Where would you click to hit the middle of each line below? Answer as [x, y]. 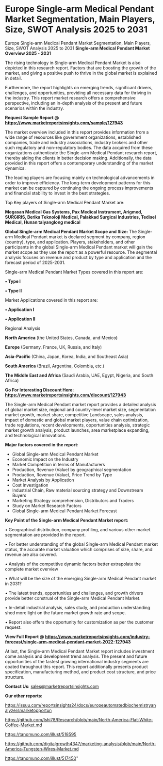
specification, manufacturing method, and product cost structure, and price [81, 672]
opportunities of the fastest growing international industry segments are [77, 661]
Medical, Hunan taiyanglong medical [43, 222]
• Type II [14, 291]
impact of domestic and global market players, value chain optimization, [77, 420]
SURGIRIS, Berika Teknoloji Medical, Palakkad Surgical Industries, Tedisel [81, 217]
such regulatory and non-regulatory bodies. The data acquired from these [79, 147]
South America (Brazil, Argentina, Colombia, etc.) [55, 366]
